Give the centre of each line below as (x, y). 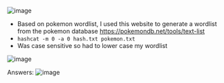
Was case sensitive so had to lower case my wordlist (92, 46)
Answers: (21, 72)
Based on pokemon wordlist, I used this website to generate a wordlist (117, 24)
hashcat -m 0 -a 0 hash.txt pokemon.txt (76, 39)
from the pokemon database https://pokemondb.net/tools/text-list (111, 31)
